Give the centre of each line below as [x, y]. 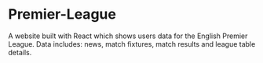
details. [20, 52]
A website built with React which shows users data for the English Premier [128, 36]
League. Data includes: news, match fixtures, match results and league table [132, 44]
